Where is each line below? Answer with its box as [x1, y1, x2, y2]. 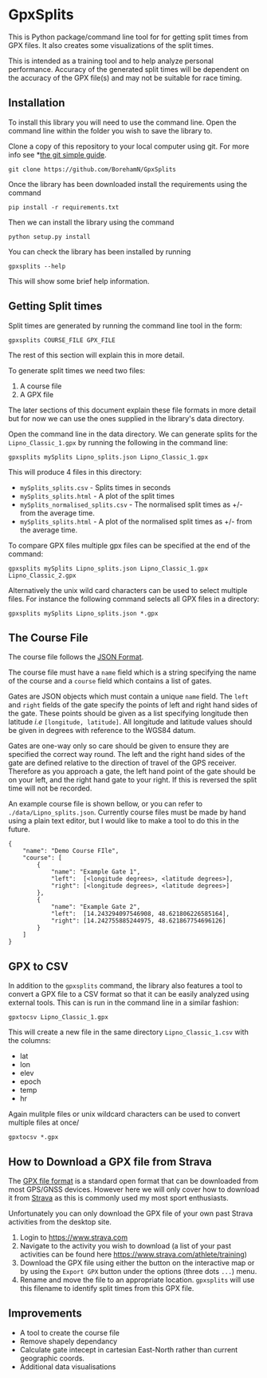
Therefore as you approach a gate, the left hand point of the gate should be [8, 767, 257, 776]
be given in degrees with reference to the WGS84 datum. [8, 726, 196, 735]
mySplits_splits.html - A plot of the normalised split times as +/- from [19, 516, 253, 526]
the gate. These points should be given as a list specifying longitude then [8, 709, 249, 719]
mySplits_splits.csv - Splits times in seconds [19, 482, 171, 492]
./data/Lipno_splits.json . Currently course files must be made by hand [8, 807, 246, 817]
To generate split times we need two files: [8, 365, 146, 375]
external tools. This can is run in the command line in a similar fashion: [8, 998, 239, 1008]
